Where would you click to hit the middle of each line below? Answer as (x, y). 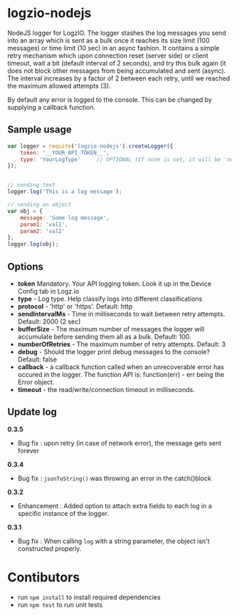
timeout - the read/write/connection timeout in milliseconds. (106, 389)
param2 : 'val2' (43, 231)
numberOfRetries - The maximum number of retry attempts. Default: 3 (122, 344)
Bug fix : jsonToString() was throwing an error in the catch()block (115, 478)
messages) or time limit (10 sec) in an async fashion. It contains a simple (113, 48)
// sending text (31, 185)
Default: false (37, 359)
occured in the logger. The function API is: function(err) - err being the (121, 374)
